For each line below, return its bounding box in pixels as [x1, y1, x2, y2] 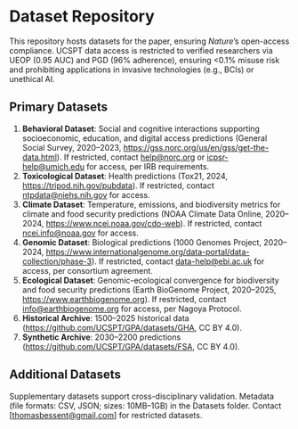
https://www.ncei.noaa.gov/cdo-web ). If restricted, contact [45, 218, 262, 228]
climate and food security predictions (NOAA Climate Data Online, [21, 208, 264, 219]
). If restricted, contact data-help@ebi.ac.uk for [92, 256, 265, 267]
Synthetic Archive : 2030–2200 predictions [21, 332, 181, 342]
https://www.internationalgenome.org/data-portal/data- [45, 246, 250, 257]
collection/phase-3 [21, 256, 93, 267]
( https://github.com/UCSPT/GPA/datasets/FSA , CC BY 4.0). [21, 341, 240, 351]
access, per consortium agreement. [21, 265, 154, 276]
